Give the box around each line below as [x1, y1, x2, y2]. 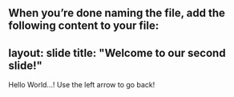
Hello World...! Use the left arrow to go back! [8, 80, 155, 90]
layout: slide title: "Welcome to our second [8, 46, 226, 59]
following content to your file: [8, 19, 159, 33]
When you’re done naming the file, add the [8, 6, 226, 20]
